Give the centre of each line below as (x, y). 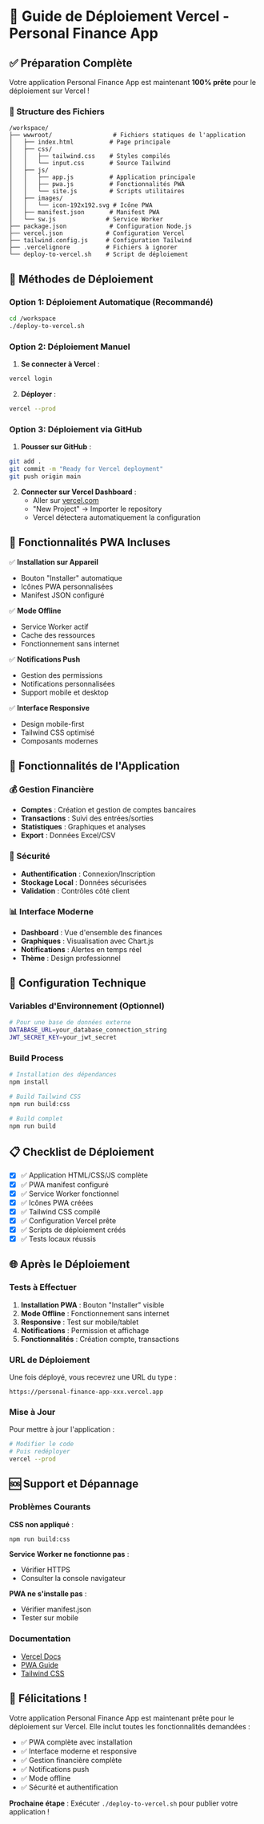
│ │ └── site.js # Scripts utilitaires (97, 192)
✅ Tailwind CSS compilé (60, 1211)
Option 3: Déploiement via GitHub (76, 429)
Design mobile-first (52, 724)
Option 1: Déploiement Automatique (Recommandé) (111, 302)
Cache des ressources (58, 635)
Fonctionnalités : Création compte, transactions (100, 1339)
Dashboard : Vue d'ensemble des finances (91, 932)
